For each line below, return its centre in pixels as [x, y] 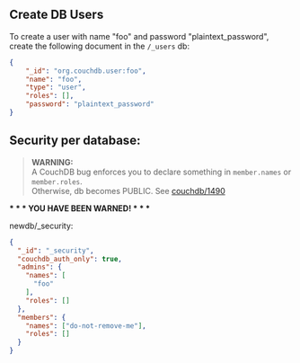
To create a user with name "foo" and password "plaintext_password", [139, 36]
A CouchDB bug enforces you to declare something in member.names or [161, 172]
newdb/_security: [41, 226]
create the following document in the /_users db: [100, 46]
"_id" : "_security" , [56, 251]
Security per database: [75, 141]
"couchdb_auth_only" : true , [70, 259]
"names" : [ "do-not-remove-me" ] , [86, 326]
